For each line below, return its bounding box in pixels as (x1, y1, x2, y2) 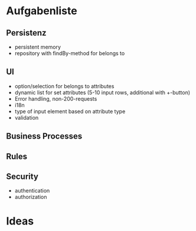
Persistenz (6, 28, 47, 38)
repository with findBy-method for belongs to (14, 50, 125, 57)
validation (14, 114, 39, 121)
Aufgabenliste (6, 4, 78, 18)
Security (6, 171, 38, 181)
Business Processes (6, 131, 83, 142)
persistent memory (14, 43, 61, 50)
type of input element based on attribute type (14, 108, 126, 115)
